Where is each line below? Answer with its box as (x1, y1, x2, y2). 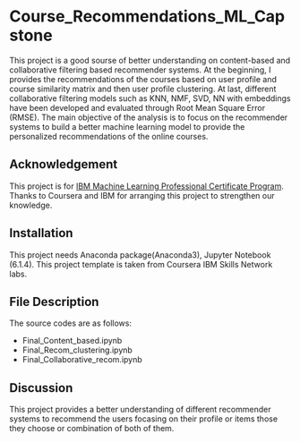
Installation (9, 225, 73, 241)
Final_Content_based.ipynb (21, 336, 123, 346)
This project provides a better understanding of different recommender (9, 404, 271, 415)
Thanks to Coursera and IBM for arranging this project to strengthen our (9, 190, 275, 200)
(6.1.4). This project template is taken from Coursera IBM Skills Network (9, 259, 273, 269)
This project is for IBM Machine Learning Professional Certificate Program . (9, 181, 284, 191)
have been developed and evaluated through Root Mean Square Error (9, 102, 266, 113)
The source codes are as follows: (9, 318, 133, 328)
